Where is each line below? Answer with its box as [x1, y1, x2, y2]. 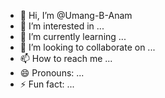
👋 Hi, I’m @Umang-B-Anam [19, 10, 133, 21]
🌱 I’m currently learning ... [19, 31, 127, 42]
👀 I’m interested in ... [19, 20, 105, 32]
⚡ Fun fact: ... [19, 78, 75, 90]
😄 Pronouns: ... [19, 67, 85, 79]
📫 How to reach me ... [19, 53, 113, 64]
